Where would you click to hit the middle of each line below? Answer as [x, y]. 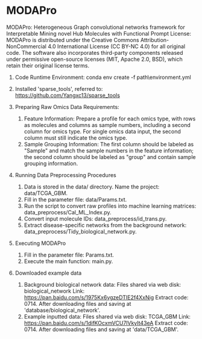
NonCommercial [27, 46]
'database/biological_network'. [62, 310]
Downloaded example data [48, 273]
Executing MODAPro [40, 243]
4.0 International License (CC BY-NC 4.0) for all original [117, 46]
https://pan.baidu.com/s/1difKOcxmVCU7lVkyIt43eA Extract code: [106, 323]
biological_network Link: [54, 291]
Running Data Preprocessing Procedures [65, 175]
